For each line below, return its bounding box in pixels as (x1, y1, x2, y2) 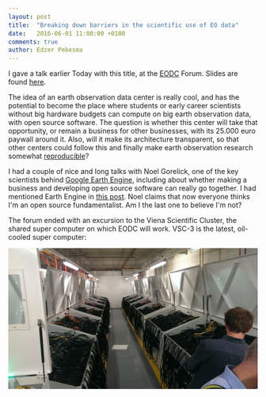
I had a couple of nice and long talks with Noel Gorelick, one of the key (8, 167, 239, 176)
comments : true (8, 38, 59, 46)
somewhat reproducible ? (8, 151, 89, 161)
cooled (8, 233, 31, 242)
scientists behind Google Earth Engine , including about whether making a (8, 175, 248, 185)
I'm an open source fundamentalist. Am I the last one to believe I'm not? (8, 200, 242, 210)
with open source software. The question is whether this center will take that (8, 118, 258, 127)
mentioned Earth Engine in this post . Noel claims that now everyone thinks (8, 192, 251, 202)
